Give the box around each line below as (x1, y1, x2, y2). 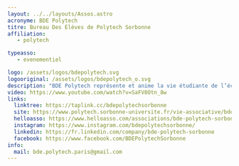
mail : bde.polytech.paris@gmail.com (14, 148, 122, 155)
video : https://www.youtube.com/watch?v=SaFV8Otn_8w (7, 89, 167, 96)
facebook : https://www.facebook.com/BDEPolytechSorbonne (14, 135, 186, 142)
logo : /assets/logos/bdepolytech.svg (7, 69, 119, 76)
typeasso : (7, 50, 37, 57)
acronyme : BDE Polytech (7, 17, 78, 24)
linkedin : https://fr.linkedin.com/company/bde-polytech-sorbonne (14, 128, 215, 135)
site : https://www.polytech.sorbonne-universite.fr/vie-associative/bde (14, 109, 234, 116)
